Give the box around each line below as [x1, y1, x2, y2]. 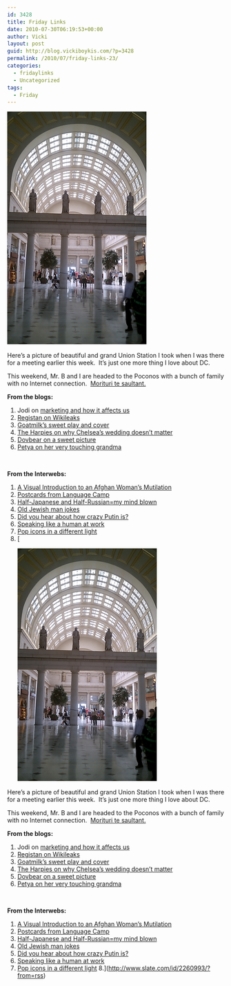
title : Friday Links [7, 18, 67, 26]
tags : [7, 84, 23, 91]
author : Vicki [7, 33, 48, 40]
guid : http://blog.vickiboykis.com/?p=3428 [7, 48, 134, 55]
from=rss [17, 971, 43, 980]
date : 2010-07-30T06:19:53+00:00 [7, 26, 103, 33]
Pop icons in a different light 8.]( [17, 964, 109, 972]
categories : [7, 62, 41, 69]
